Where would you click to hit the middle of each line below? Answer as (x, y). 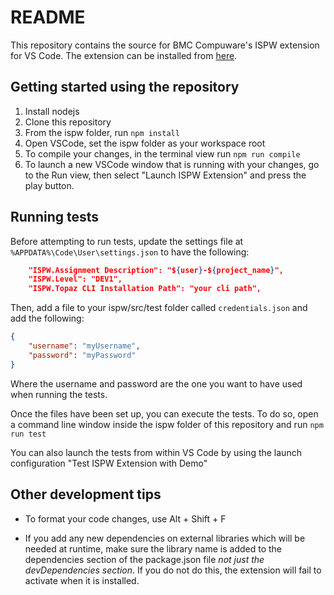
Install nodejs (52, 111)
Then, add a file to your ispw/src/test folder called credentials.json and (159, 308)
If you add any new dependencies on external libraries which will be (165, 538)
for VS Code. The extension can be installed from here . (124, 55)
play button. (49, 185)
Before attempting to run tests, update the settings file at (127, 241)
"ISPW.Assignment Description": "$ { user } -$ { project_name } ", (156, 270)
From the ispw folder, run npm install (102, 132)
